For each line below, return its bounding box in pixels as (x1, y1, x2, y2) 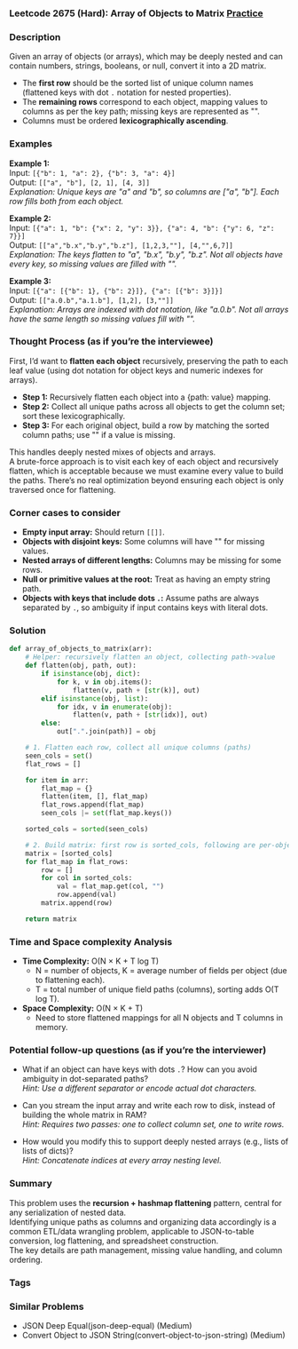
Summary (9, 1178, 53, 1190)
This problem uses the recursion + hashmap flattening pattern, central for (9, 1197, 282, 1208)
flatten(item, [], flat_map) (41, 792, 149, 801)
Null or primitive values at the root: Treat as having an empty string (21, 574, 271, 584)
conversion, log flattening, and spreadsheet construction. (9, 1235, 219, 1246)
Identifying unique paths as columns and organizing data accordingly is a (9, 1216, 277, 1227)
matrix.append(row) (41, 899, 114, 908)
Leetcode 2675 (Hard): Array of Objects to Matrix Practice (9, 7, 263, 20)
